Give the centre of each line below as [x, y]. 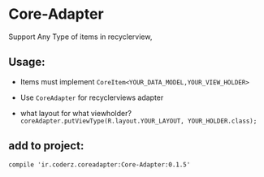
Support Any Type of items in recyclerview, [80, 37]
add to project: [46, 146]
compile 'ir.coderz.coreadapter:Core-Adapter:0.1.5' [100, 164]
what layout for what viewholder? [76, 113]
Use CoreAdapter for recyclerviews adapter [92, 97]
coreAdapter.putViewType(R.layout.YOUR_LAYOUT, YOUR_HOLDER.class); [138, 121]
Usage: [27, 62]
